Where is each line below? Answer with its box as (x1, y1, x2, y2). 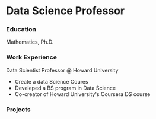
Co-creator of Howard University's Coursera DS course (14, 90, 151, 98)
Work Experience (6, 53, 58, 61)
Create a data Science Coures (14, 78, 88, 85)
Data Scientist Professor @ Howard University (6, 67, 119, 74)
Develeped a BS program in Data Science (14, 84, 116, 91)
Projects (6, 105, 31, 113)
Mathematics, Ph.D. (6, 38, 54, 45)
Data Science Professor (6, 4, 125, 18)
